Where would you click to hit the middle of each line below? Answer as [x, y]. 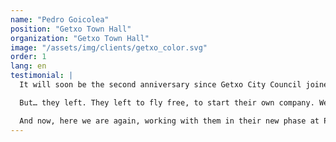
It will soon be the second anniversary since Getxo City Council [160, 85]
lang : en [28, 66]
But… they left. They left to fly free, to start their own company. [167, 102]
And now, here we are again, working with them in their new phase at [169, 121]
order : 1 [28, 57]
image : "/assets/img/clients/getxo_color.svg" [109, 47]
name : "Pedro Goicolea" [60, 19]
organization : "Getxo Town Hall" [80, 38]
